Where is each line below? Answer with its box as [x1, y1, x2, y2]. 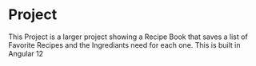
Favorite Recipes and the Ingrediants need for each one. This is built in [8, 40, 242, 49]
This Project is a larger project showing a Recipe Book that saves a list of [8, 32, 248, 41]
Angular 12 [8, 49, 44, 58]
